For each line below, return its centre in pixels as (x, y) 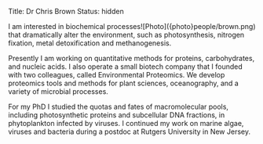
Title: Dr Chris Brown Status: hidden (66, 11)
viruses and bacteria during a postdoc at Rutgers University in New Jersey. (130, 131)
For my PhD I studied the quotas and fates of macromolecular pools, (119, 106)
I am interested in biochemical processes (75, 26)
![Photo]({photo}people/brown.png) (198, 26)
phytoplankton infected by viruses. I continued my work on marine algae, (126, 123)
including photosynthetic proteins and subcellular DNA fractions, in (117, 115)
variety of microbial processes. (58, 92)
